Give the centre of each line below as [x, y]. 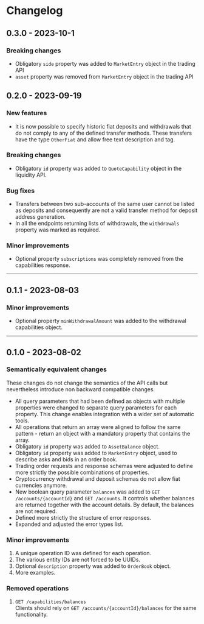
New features [27, 113]
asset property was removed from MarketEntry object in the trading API [104, 76]
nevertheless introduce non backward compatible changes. [81, 389]
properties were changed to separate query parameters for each [96, 407]
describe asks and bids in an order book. [66, 459]
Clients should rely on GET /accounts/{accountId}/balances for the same [106, 608]
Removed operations [38, 589]
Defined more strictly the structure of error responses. [83, 517]
